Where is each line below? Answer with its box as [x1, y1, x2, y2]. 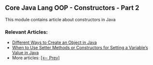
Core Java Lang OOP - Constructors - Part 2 [5, 4, 139, 12]
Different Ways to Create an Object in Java [12, 39, 97, 45]
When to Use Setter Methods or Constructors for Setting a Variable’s [12, 45, 148, 51]
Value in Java [12, 50, 39, 56]
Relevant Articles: [5, 28, 48, 35]
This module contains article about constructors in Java [5, 16, 116, 22]
